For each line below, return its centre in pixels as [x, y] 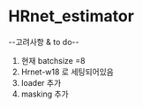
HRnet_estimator [71, 16]
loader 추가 [41, 82]
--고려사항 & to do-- [44, 42]
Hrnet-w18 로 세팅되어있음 [67, 72]
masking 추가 [45, 94]
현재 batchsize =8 [53, 60]
